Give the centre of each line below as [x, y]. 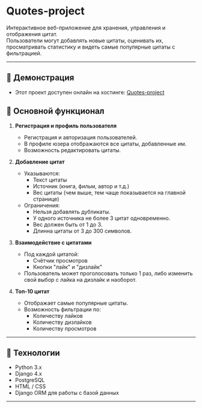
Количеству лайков [58, 315]
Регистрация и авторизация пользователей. [81, 137]
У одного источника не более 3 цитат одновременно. [102, 218]
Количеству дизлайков [62, 322]
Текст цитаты [50, 180]
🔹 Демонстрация [40, 78]
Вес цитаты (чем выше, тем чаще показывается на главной [109, 192]
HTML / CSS [30, 386]
